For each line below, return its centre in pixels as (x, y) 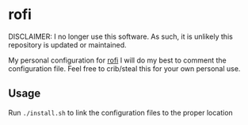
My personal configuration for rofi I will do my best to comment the (118, 60)
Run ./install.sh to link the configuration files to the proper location (121, 112)
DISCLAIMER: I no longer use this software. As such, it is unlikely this (121, 36)
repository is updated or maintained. (67, 44)
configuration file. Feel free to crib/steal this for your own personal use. (124, 68)
